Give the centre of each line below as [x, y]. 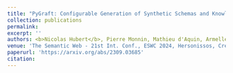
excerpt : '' [24, 33]
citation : [21, 59]
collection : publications [44, 20]
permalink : [23, 26]
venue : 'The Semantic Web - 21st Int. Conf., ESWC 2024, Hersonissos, [111, 46]
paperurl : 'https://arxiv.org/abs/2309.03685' [76, 53]
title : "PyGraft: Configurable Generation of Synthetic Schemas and [108, 14]
